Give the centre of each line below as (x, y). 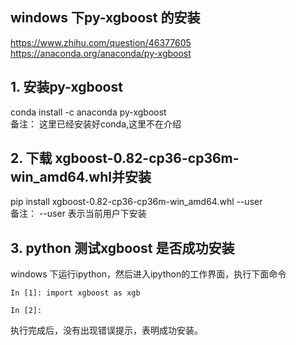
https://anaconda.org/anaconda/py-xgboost (101, 53)
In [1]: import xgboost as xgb (75, 293)
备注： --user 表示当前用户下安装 (78, 214)
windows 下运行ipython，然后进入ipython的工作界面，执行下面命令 (148, 274)
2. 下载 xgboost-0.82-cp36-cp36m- (125, 158)
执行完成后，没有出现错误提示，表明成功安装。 (106, 330)
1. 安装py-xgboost (66, 87)
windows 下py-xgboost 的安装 (105, 18)
